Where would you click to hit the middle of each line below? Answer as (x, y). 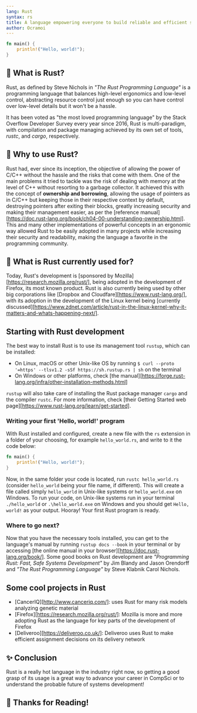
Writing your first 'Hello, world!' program (65, 421)
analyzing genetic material (46, 608)
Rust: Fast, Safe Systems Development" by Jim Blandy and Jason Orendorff (98, 563)
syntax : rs (19, 17)
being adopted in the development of (137, 282)
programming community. (37, 243)
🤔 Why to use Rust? (42, 155)
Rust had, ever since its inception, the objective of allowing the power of (93, 168)
